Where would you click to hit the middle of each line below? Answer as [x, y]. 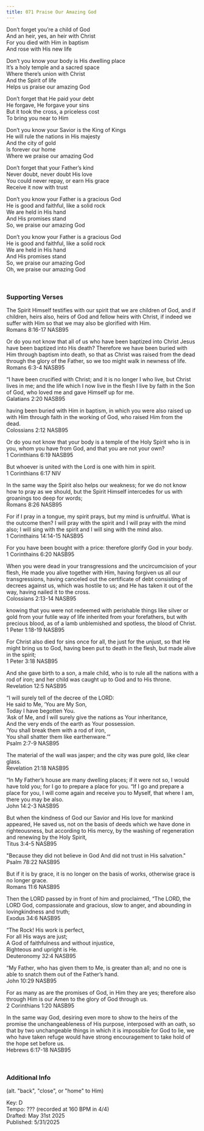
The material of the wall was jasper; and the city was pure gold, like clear [98, 755]
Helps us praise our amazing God [48, 87]
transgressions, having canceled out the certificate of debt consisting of [97, 579]
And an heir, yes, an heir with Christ [51, 36]
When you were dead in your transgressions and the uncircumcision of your [101, 566]
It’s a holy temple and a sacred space [53, 67]
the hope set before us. [36, 1043]
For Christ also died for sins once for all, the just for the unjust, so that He [98, 642]
